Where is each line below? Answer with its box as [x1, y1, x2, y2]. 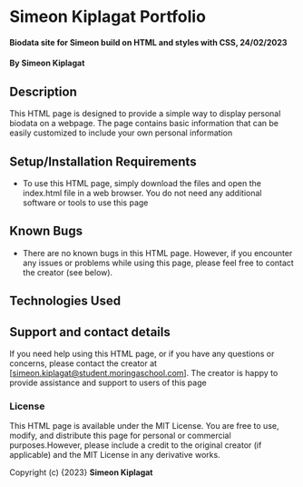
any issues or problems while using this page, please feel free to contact [22, 257, 295, 268]
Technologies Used [9, 293, 121, 309]
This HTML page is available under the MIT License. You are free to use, [9, 421, 279, 432]
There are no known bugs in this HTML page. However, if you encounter [22, 247, 293, 258]
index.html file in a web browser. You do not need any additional [22, 188, 262, 198]
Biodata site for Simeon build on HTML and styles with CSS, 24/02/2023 [9, 36, 288, 47]
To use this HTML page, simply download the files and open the [22, 178, 261, 188]
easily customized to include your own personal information [9, 127, 233, 138]
